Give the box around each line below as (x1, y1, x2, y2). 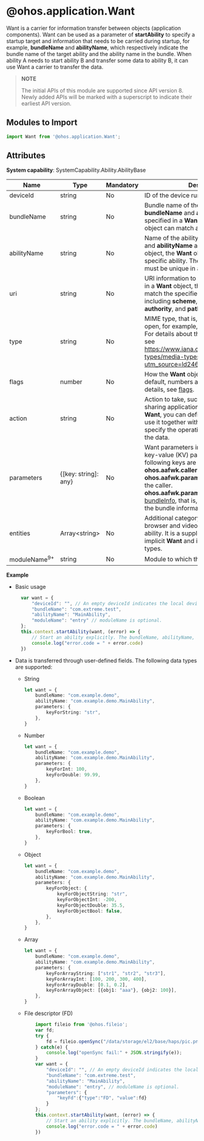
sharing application (144, 403, 199, 412)
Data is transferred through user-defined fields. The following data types (15, 656, 197, 664)
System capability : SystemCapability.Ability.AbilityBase (6, 166, 146, 174)
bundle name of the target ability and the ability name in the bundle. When (6, 50, 192, 57)
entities (9, 529, 30, 538)
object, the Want (144, 249, 192, 258)
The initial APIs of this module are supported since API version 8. (21, 86, 184, 94)
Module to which (144, 555, 192, 564)
